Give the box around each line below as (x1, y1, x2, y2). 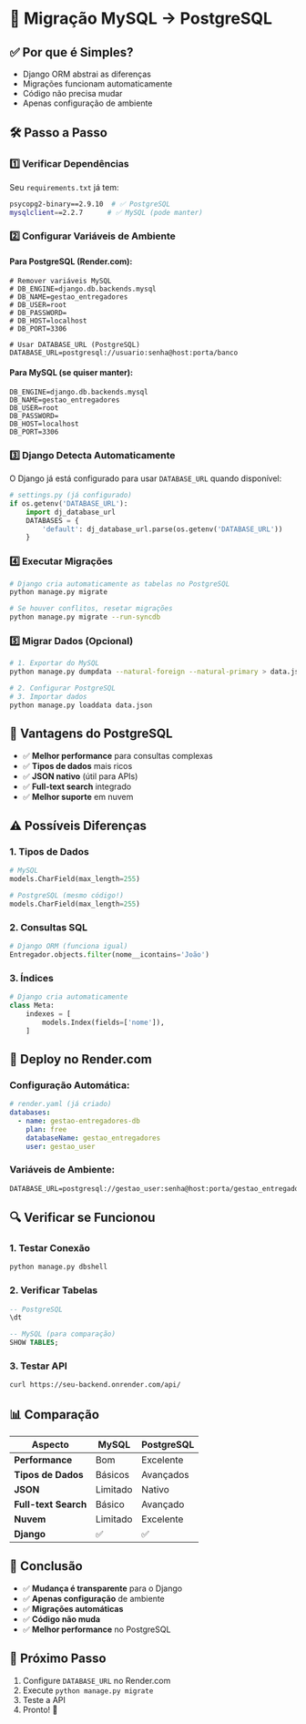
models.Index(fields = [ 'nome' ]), (42, 1018, 166, 1027)
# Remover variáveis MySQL (9, 276, 112, 285)
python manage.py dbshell (9, 1262, 107, 1272)
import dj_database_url (25, 508, 117, 517)
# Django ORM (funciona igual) (9, 942, 128, 951)
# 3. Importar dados (9, 693, 88, 702)
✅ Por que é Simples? (9, 45, 134, 60)
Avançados (140, 1469, 189, 1482)
